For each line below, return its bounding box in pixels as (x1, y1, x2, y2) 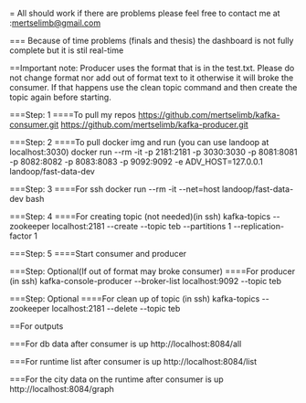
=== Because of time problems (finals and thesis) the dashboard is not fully (9, 36, 294, 46)
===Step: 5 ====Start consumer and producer (9, 249, 187, 259)
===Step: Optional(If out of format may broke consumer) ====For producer (9, 266, 295, 277)
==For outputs (9, 321, 64, 332)
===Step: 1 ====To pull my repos (9, 110, 137, 120)
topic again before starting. (9, 91, 111, 102)
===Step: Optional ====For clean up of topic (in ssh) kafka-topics (9, 293, 260, 304)
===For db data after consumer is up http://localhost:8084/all (9, 338, 242, 349)
